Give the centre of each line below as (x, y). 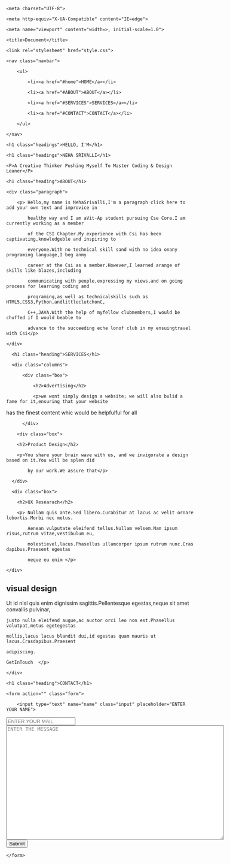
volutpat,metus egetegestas (41, 626)
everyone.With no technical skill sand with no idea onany (103, 250)
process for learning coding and (48, 286)
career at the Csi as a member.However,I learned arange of (104, 265)
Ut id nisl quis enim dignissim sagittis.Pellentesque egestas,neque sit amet (98, 603)
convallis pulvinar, (28, 609)
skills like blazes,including (44, 271)
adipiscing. (21, 652)
